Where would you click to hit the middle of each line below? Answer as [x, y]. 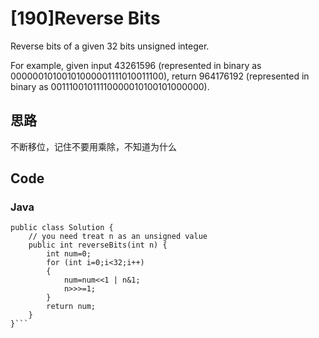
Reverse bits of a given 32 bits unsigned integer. [110, 46]
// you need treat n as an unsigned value [118, 237]
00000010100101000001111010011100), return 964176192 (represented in [160, 76]
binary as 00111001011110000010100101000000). [110, 86]
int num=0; [69, 254]
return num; [71, 307]
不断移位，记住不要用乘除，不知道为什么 [93, 146]
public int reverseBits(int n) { [98, 245]
